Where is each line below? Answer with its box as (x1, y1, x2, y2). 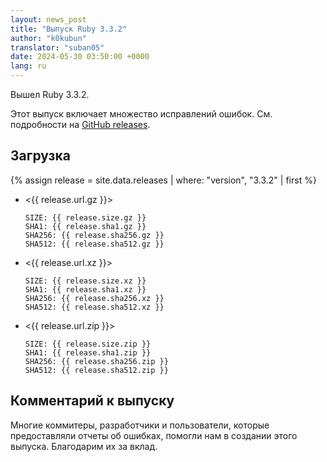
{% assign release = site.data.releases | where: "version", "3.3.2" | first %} (10, 174, 317, 186)
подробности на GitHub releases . (10, 119, 151, 130)
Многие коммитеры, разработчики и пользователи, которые (10, 419, 270, 431)
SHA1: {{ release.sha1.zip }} (24, 347, 152, 358)
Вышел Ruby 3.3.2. (10, 89, 90, 100)
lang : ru (10, 61, 47, 71)
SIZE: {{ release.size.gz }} (24, 212, 147, 223)
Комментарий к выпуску (10, 392, 175, 410)
